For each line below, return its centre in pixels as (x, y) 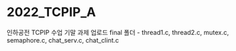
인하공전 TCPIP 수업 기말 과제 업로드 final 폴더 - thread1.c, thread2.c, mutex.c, (118, 32)
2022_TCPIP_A (52, 12)
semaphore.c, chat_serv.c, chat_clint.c (63, 40)
